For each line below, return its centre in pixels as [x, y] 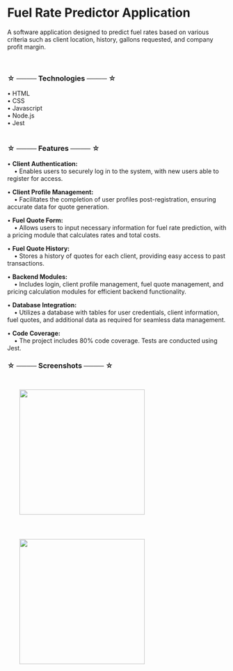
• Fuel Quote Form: [35, 220]
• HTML [18, 94]
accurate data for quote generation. [58, 207]
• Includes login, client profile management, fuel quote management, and [119, 284]
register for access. [35, 178]
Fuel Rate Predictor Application [99, 13]
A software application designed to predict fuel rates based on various [108, 32]
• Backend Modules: [38, 277]
